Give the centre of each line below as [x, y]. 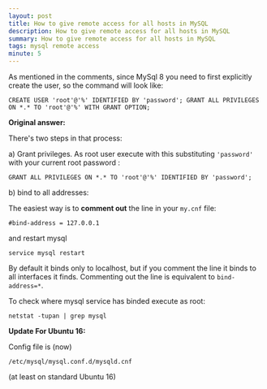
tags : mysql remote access [54, 46]
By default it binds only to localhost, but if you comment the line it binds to [133, 268]
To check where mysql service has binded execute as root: [107, 301]
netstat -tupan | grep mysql [58, 316]
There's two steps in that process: [66, 138]
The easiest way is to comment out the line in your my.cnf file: [112, 208]
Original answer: [37, 122]
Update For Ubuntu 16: [47, 331]
